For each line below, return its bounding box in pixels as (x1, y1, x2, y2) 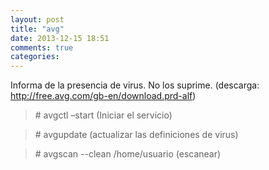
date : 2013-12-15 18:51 (10, 33, 110, 43)
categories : (10, 52, 60, 62)
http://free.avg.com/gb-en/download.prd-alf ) (10, 90, 197, 102)
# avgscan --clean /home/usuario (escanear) (34, 148, 222, 160)
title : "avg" (10, 24, 65, 34)
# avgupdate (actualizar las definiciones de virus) (34, 129, 239, 141)
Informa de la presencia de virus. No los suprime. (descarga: (10, 79, 260, 91)
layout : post (10, 14, 65, 25)
